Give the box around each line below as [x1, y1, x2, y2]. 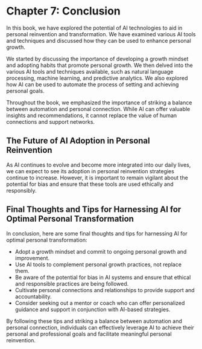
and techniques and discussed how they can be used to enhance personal [6, 37, 191, 44]
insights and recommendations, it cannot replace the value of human [6, 112, 177, 119]
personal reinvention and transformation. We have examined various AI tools [6, 30, 196, 37]
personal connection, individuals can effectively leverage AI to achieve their [6, 324, 194, 331]
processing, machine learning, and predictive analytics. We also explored [6, 74, 188, 82]
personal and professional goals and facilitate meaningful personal [6, 330, 172, 338]
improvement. [14, 254, 50, 261]
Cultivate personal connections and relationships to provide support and [14, 286, 195, 293]
